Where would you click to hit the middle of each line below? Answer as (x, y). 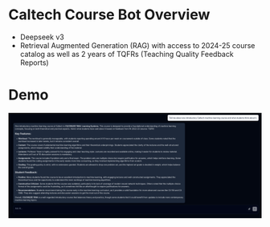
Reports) (35, 63)
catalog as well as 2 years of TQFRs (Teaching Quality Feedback (127, 54)
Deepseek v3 (42, 37)
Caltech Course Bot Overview (109, 15)
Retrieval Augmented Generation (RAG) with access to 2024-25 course (137, 45)
